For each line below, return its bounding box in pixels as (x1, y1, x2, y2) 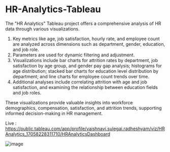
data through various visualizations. (5, 25, 80, 32)
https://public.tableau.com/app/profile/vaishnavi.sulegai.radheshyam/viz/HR (5, 126, 165, 132)
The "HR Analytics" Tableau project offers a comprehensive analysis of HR (5, 20, 161, 26)
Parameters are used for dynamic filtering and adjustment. (12, 52, 135, 58)
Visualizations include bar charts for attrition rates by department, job (12, 57, 158, 63)
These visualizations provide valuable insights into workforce (5, 99, 133, 105)
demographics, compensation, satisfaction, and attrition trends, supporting (5, 105, 162, 111)
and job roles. (12, 89, 42, 96)
